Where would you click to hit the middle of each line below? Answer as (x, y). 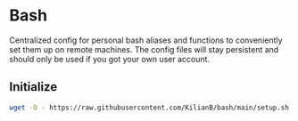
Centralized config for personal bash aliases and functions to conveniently (146, 40)
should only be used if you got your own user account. (110, 59)
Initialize (33, 87)
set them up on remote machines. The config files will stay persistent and (144, 49)
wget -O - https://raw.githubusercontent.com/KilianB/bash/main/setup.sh (149, 108)
